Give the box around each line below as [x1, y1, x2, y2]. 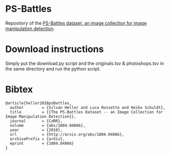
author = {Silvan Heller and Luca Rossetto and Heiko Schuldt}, [10, 105, 166, 110]
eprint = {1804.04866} [10, 141, 74, 146]
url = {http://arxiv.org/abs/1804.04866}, [10, 131, 125, 137]
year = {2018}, [10, 127, 63, 132]
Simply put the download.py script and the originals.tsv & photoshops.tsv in [5, 60, 164, 67]
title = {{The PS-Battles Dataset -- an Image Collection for [10, 109, 163, 115]
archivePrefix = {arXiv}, [10, 136, 65, 141]
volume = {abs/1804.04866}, [10, 123, 86, 128]
